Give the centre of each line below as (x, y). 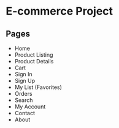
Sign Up (25, 81)
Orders (23, 94)
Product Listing (34, 55)
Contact (25, 113)
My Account (30, 107)
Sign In (23, 74)
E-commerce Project (60, 11)
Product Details (34, 61)
